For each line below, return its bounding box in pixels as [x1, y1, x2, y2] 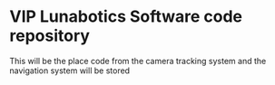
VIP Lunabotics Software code [9, 6, 243, 27]
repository [9, 25, 91, 46]
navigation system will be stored [9, 65, 130, 76]
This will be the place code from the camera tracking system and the [9, 55, 267, 66]
